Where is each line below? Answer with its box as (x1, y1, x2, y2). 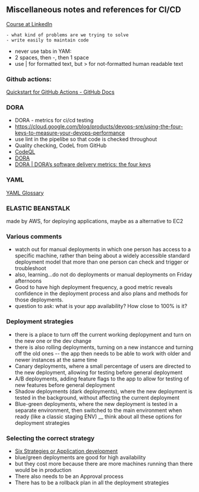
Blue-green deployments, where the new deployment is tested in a (14, 400, 178, 407)
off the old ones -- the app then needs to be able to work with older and (14, 350, 191, 357)
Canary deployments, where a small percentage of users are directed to (14, 362, 191, 370)
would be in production (14, 466, 72, 474)
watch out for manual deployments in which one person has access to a (14, 246, 191, 253)
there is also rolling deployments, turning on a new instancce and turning (14, 344, 194, 351)
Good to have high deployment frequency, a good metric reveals (14, 284, 173, 291)
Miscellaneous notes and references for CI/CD (6, 5, 181, 15)
